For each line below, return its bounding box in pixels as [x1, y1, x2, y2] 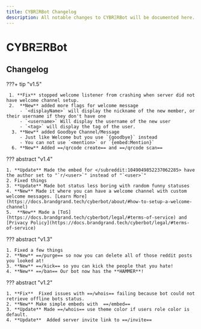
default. [6, 312, 28, 318]
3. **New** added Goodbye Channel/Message [11, 129, 120, 135]
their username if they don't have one [6, 113, 107, 119]
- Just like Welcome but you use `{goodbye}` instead [19, 134, 158, 140]
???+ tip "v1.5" [6, 80, 42, 87]
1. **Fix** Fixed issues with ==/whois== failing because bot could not [6, 290, 196, 296]
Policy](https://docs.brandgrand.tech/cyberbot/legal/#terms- [30, 219, 190, 226]
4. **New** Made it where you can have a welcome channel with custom [6, 188, 187, 194]
